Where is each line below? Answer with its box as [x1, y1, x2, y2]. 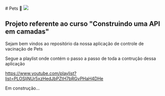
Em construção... [5, 85, 40, 91]
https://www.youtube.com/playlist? [5, 70, 77, 76]
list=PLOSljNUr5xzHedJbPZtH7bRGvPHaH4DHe [5, 75, 104, 81]
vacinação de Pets [5, 46, 43, 51]
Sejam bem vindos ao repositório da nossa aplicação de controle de [5, 41, 144, 47]
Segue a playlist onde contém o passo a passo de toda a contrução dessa [5, 55, 156, 61]
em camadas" [5, 27, 50, 36]
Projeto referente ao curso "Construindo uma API [5, 20, 160, 28]
